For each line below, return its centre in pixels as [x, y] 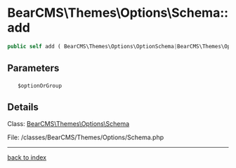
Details [23, 107]
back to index [27, 157]
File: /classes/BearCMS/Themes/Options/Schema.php [86, 137]
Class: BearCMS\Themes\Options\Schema [68, 124]
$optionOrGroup [39, 85]
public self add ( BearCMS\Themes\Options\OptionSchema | [92, 46]
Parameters [33, 68]
